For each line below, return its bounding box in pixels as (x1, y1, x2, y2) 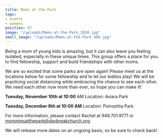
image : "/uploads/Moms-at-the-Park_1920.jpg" (5, 30, 100, 35)
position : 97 (5, 26, 32, 31)
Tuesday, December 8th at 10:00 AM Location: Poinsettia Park (5, 103, 134, 109)
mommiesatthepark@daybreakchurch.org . (5, 118, 91, 124)
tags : (5, 12, 16, 17)
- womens (5, 21, 23, 26)
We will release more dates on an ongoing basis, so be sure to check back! (5, 127, 158, 133)
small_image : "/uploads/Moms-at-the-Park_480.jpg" (5, 35, 112, 40)
